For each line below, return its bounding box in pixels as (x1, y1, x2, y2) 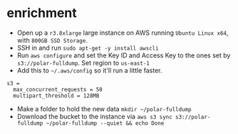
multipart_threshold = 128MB (13, 92, 100, 99)
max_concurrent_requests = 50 (13, 86, 103, 93)
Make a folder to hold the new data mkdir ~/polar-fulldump (16, 104, 192, 113)
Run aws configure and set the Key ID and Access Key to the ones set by (16, 51, 231, 60)
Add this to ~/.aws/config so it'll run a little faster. (16, 66, 162, 74)
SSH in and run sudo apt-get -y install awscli (16, 43, 159, 52)
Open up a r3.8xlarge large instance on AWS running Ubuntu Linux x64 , (16, 28, 229, 37)
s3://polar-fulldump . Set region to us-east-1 (16, 58, 150, 67)
